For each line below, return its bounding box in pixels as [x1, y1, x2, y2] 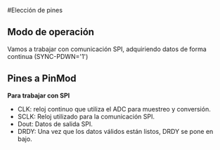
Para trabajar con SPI [7, 91, 70, 100]
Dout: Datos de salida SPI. [17, 119, 93, 128]
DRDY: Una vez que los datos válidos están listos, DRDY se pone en [17, 127, 214, 135]
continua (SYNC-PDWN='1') [7, 52, 89, 60]
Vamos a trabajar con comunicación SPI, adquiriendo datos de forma [7, 45, 207, 53]
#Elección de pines [7, 6, 63, 14]
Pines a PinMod [7, 73, 77, 85]
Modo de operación [7, 26, 95, 38]
